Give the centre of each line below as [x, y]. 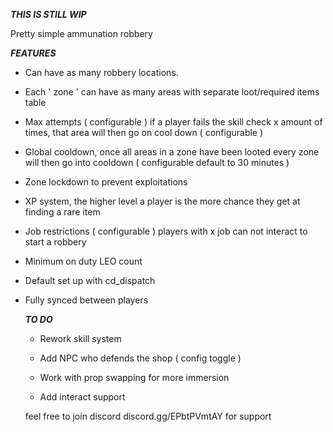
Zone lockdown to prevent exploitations [106, 182]
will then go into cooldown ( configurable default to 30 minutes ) [157, 162]
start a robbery [55, 242]
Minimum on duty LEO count [83, 261]
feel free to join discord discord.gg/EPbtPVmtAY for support [148, 416]
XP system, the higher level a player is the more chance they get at [162, 201]
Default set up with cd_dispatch [90, 280]
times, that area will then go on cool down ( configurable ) [144, 132]
